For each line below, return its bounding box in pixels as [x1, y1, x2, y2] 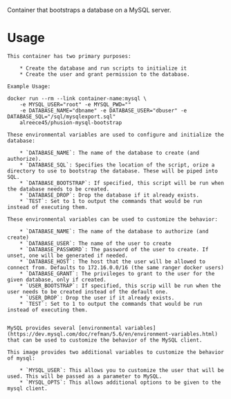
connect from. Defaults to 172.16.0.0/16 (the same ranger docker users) [7, 264, 225, 271]
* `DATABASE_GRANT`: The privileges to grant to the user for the [19, 270, 215, 277]
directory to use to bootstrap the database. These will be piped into [7, 167, 218, 175]
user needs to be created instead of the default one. [7, 288, 169, 295]
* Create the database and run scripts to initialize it [19, 65, 187, 72]
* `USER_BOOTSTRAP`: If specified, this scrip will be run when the [19, 282, 221, 289]
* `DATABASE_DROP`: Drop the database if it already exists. [19, 191, 199, 199]
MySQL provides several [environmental [7, 324, 122, 331]
